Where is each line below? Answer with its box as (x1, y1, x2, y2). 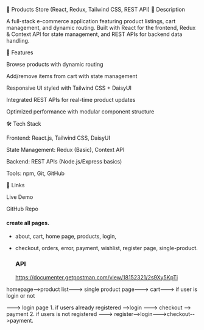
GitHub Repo (6, 205, 38, 212)
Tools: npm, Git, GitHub (6, 170, 65, 177)
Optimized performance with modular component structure (6, 108, 155, 115)
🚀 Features (6, 49, 33, 56)
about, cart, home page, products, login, (15, 232, 117, 240)
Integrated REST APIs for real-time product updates (6, 96, 136, 103)
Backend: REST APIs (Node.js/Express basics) (6, 158, 122, 165)
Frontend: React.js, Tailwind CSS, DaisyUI (6, 134, 111, 142)
